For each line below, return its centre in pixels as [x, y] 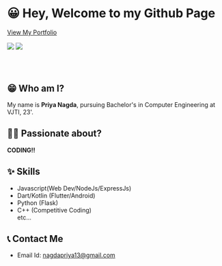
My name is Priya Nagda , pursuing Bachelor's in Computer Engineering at [111, 104]
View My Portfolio [32, 32]
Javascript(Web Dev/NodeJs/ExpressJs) [74, 188]
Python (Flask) [38, 203]
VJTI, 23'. [20, 112]
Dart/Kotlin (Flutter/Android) [56, 195]
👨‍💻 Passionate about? [55, 133]
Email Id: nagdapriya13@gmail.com [66, 255]
